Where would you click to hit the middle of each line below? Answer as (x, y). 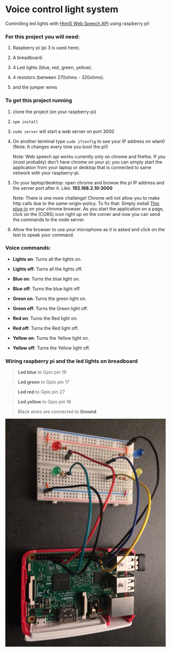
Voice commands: (28, 248)
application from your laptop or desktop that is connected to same (82, 167)
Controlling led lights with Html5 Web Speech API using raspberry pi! (77, 23)
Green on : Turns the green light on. (50, 298)
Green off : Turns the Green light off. (50, 308)
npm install (25, 122)
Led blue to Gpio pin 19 (42, 372)
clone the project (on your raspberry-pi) (54, 112)
